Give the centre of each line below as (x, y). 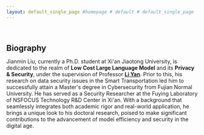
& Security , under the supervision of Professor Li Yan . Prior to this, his (94, 74)
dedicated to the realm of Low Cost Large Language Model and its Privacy (100, 68)
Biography (26, 48)
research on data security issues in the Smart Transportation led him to (95, 81)
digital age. (20, 125)
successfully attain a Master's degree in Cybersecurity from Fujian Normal (99, 87)
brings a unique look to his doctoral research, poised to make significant (97, 113)
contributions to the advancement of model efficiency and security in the (97, 119)
